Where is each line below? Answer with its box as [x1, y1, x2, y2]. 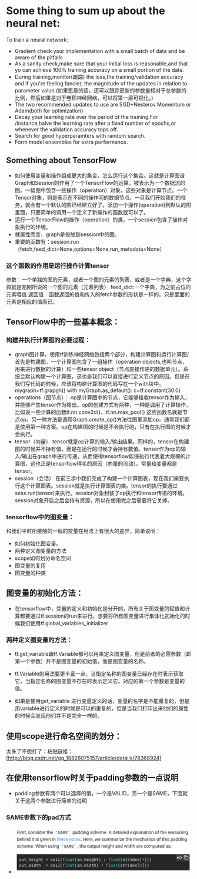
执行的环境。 [19, 223, 51, 230]
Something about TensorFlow [6, 155, 117, 165]
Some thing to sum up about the [6, 4, 166, 18]
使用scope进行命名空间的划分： [6, 731, 122, 741]
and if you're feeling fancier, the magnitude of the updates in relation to [14, 79, 188, 87]
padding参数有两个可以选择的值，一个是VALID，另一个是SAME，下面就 [14, 790, 188, 797]
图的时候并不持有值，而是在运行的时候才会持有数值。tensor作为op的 [14, 445, 181, 452]
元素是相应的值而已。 [6, 298, 58, 306]
